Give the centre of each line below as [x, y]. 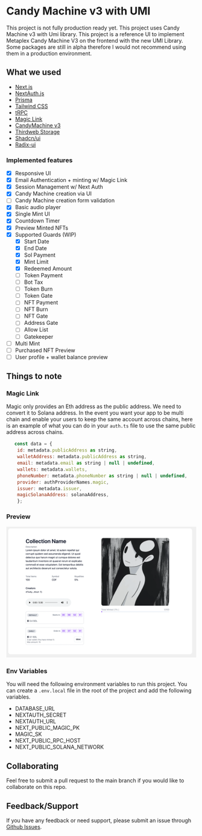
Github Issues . [24, 826]
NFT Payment [41, 303]
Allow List [36, 330]
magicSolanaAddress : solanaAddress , [63, 495]
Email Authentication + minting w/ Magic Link [71, 180]
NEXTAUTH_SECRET [41, 715]
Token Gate [38, 296]
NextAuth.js [30, 93]
